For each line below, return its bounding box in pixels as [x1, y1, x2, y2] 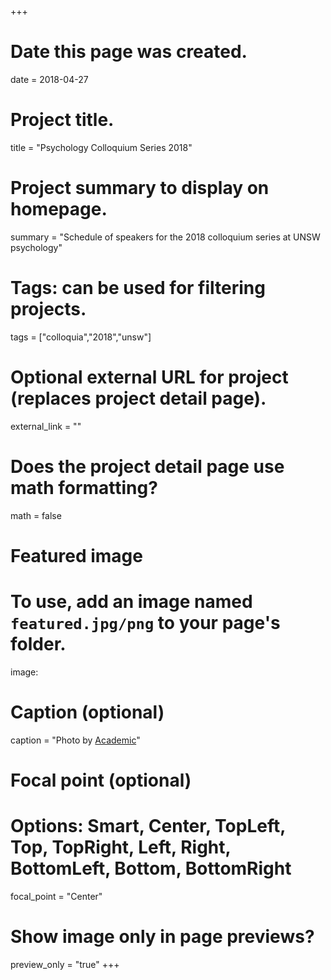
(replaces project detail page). [10, 387, 267, 410]
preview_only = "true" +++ [10, 958, 120, 970]
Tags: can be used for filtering [10, 277, 266, 299]
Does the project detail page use [10, 455, 285, 478]
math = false [10, 509, 62, 521]
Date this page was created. [10, 41, 248, 63]
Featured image [10, 544, 143, 567]
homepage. [10, 198, 108, 221]
